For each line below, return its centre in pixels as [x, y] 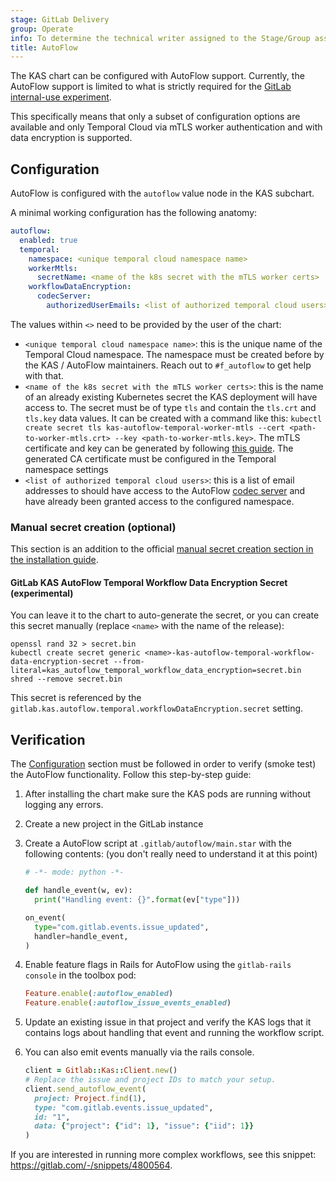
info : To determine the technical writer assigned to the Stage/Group [160, 38]
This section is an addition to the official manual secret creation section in [162, 549]
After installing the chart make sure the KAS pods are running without [168, 794]
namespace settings [66, 469]
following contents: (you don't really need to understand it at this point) [171, 854]
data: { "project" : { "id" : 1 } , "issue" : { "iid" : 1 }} [144, 1126]
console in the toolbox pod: [80, 975]
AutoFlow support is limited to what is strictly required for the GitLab [151, 87]
